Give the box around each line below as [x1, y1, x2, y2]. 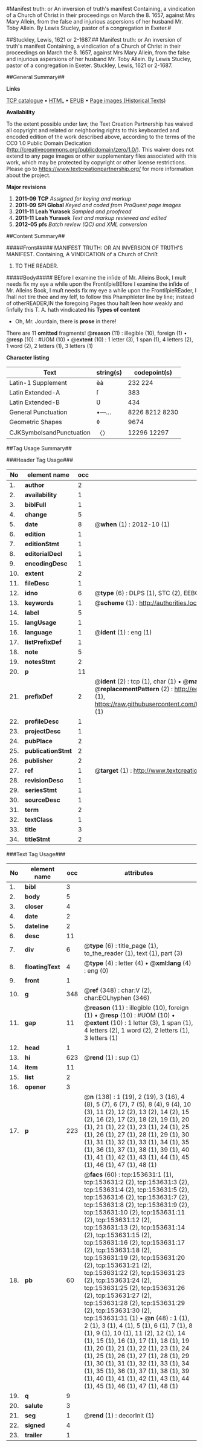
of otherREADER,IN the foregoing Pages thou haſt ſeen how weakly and [6, 300, 183, 307]
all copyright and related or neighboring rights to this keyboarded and [6, 127, 179, 134]
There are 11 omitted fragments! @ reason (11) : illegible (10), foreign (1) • [6, 329, 187, 337]
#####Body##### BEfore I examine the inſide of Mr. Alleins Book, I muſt [6, 274, 186, 281]
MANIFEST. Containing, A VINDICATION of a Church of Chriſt [6, 251, 158, 257]
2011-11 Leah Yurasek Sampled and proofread [14, 208, 132, 215]
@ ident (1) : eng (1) [94, 628, 152, 636]
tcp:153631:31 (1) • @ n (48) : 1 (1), [83, 1314, 190, 1322]
